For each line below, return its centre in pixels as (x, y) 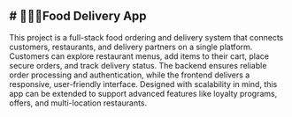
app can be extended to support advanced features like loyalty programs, (143, 93)
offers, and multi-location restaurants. (78, 103)
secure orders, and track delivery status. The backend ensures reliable (138, 65)
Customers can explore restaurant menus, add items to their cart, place (139, 56)
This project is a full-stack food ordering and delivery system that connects (146, 37)
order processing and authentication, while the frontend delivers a (130, 75)
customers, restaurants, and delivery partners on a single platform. (131, 47)
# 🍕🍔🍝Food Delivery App (78, 16)
